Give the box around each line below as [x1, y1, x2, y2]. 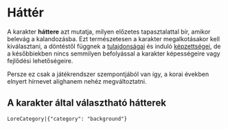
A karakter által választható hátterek [7, 97, 167, 109]
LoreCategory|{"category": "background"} [7, 115, 128, 122]
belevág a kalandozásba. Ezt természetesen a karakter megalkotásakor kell [7, 34, 220, 43]
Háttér [7, 5, 45, 21]
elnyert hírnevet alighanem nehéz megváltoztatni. [7, 77, 147, 85]
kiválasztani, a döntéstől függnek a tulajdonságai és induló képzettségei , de [7, 42, 221, 50]
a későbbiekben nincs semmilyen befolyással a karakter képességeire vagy [7, 49, 221, 58]
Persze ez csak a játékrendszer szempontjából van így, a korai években [7, 70, 209, 78]
